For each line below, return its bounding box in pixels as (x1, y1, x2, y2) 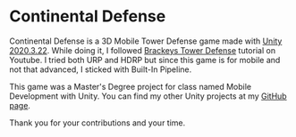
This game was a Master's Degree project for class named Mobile (9, 81, 252, 92)
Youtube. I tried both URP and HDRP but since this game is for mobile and (9, 54, 281, 65)
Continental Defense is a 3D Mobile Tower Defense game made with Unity (9, 36, 283, 46)
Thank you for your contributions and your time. (9, 117, 186, 128)
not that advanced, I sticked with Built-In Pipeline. (9, 64, 192, 75)
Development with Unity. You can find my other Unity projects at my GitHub (9, 91, 288, 101)
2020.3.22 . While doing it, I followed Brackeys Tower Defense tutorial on (9, 44, 275, 55)
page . (9, 100, 31, 110)
